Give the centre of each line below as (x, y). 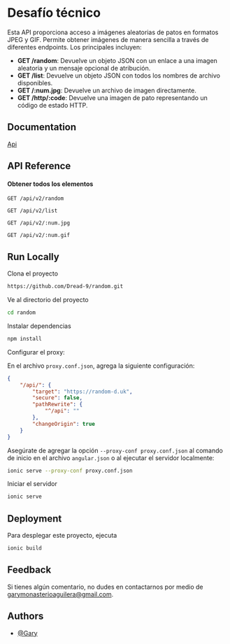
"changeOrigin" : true (64, 424)
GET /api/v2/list (33, 211)
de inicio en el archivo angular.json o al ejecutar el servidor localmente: (111, 458)
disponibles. (35, 83)
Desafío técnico (54, 13)
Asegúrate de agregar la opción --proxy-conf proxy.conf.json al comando (115, 450)
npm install (24, 338)
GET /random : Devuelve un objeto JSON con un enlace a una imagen (117, 60)
